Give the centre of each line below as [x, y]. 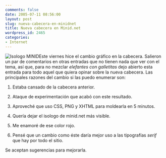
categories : [17, 38]
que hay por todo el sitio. [38, 140]
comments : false [22, 10]
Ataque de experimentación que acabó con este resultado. [72, 96]
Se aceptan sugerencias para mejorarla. [46, 150]
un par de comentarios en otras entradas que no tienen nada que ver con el [82, 61]
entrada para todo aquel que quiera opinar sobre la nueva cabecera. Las [79, 72]
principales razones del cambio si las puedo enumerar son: [65, 77]
